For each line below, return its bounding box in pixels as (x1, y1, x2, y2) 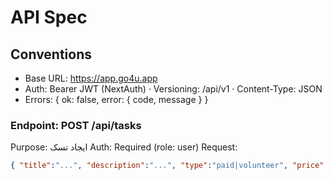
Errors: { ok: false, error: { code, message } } (24, 94, 209, 105)
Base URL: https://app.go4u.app (24, 72, 158, 84)
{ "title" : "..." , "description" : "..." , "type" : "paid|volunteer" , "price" (10, 161, 325, 171)
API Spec (10, 6, 88, 29)
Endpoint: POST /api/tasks (10, 118, 142, 132)
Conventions (10, 46, 93, 63)
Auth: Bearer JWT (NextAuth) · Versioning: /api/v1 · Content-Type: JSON (24, 83, 323, 95)
